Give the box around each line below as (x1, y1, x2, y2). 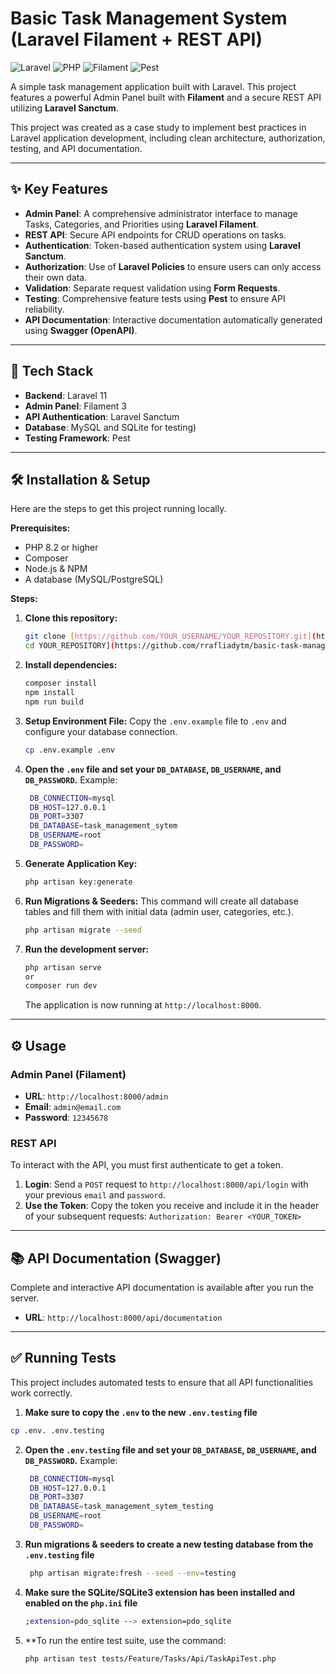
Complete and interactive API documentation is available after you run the (10, 1282, 314, 1294)
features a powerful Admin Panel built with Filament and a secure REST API (10, 91, 322, 103)
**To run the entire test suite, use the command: (24, 1634, 227, 1646)
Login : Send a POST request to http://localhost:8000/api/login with (24, 1178, 309, 1191)
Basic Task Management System (10, 7, 288, 30)
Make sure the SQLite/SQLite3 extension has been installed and (24, 1586, 296, 1598)
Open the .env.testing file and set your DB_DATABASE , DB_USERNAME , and (24, 1443, 317, 1456)
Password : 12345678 (24, 1111, 109, 1123)
